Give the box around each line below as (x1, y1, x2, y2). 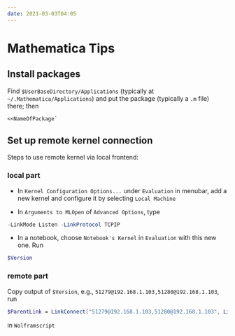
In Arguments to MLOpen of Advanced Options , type (17, 207, 161, 216)
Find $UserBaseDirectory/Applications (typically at (7, 87, 155, 95)
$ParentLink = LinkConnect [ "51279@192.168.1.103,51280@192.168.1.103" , (7, 308, 220, 315)
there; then (7, 101, 39, 110)
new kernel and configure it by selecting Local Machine (17, 194, 176, 202)
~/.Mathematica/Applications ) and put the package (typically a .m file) (7, 94, 210, 102)
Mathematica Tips (7, 40, 115, 56)
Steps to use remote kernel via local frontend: (7, 153, 138, 162)
